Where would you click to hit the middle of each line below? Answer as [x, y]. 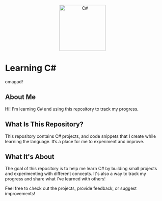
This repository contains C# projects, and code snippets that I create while [81, 136]
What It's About [30, 157]
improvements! [20, 194]
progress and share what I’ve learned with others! [55, 179]
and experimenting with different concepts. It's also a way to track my [76, 174]
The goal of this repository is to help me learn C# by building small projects [81, 169]
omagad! [14, 81]
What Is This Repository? [44, 124]
